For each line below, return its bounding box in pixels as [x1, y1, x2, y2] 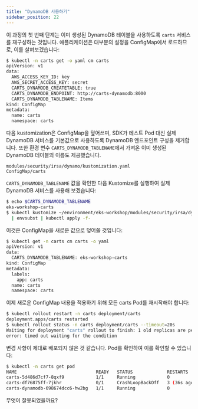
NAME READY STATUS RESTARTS [6, 369, 189, 375]
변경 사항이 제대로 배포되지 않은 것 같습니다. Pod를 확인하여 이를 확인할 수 [6, 344, 176, 351]
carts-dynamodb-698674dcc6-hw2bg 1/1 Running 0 [6, 385, 170, 391]
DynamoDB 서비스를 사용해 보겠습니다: [6, 187, 97, 194]
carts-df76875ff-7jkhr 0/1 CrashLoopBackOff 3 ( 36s [6, 380, 183, 386]
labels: [11, 271, 31, 277]
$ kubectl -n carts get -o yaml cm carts [6, 57, 110, 64]
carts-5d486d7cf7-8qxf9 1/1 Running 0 [6, 374, 170, 381]
